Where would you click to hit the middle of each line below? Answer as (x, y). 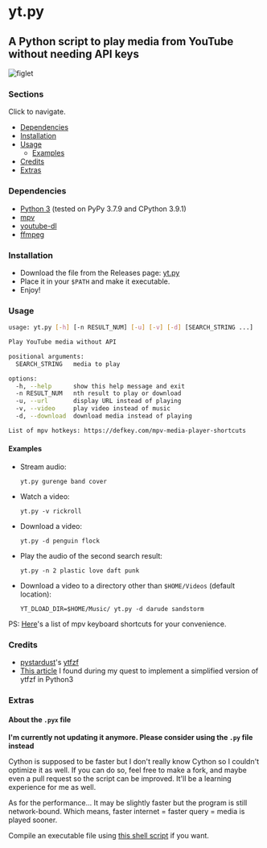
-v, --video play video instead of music (93, 409)
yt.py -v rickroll (51, 511)
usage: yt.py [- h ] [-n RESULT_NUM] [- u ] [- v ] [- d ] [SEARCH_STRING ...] (131, 328)
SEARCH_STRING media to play (68, 364)
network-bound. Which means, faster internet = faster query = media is (127, 812)
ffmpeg (32, 234)
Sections (26, 94)
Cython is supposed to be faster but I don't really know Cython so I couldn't (134, 762)
